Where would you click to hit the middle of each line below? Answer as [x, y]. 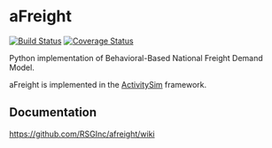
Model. [22, 67]
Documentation [53, 113]
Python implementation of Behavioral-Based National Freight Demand [136, 58]
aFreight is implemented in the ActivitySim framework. [108, 84]
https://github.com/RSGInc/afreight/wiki [82, 134]
